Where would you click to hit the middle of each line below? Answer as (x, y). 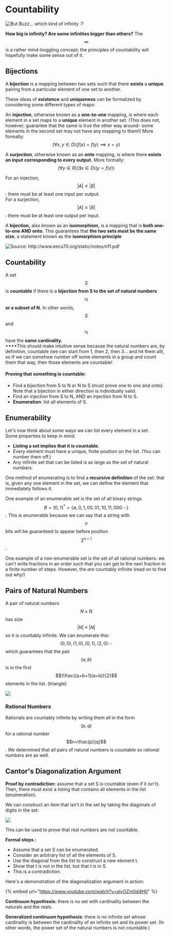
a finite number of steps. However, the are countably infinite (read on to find (86, 569)
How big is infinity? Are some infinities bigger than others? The (74, 33)
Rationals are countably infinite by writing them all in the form (70, 718)
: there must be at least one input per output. (53, 194)
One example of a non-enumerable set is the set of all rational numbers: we (85, 558)
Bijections (22, 71)
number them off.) (32, 456)
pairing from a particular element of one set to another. (63, 89)
